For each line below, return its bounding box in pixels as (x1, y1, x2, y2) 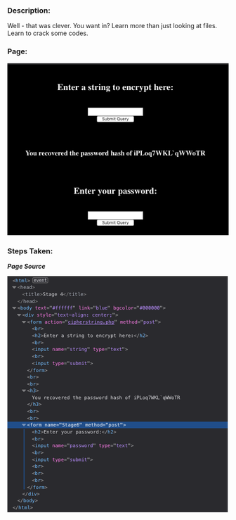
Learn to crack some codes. (7, 29, 88, 37)
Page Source (7, 262, 46, 271)
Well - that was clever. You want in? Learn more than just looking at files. (7, 22, 218, 30)
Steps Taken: (7, 246, 53, 255)
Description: (7, 6, 51, 15)
